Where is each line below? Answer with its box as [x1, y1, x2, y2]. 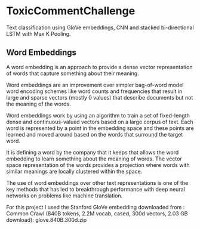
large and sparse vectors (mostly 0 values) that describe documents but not [6, 94, 193, 101]
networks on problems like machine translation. [6, 192, 123, 199]
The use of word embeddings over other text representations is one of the [6, 179, 189, 186]
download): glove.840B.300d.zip [6, 216, 87, 223]
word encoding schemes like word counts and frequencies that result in [6, 88, 183, 95]
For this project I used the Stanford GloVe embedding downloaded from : [6, 203, 185, 211]
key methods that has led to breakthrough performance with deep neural [6, 185, 185, 193]
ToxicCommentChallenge [6, 4, 136, 18]
